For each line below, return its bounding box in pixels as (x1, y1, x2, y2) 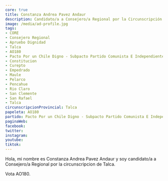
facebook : (5, 123, 26, 128)
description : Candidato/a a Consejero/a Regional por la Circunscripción (5, 16, 162, 21)
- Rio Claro (5, 86, 30, 91)
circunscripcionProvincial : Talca (5, 105, 77, 110)
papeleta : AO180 (5, 109, 39, 115)
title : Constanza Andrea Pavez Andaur (5, 12, 86, 17)
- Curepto (5, 63, 26, 68)
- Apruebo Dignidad (5, 40, 46, 45)
